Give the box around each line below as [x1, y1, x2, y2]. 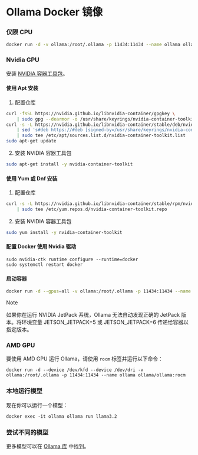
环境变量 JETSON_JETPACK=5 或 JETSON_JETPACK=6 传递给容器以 [21, 318, 189, 326]
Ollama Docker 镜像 [6, 5, 103, 19]
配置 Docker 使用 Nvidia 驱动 [6, 243, 77, 250]
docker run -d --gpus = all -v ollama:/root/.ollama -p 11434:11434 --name [6, 288, 192, 294]
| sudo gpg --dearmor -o [16, 116, 78, 122]
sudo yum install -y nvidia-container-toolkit [6, 229, 123, 235]
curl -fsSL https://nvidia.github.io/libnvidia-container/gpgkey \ [6, 110, 176, 116]
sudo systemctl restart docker [6, 262, 83, 268]
